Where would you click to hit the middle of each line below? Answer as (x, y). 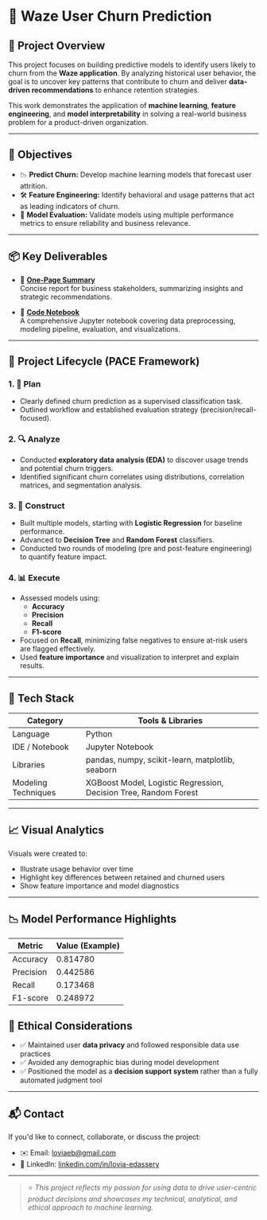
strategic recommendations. (66, 297)
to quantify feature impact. (63, 557)
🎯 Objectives (41, 155)
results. (32, 666)
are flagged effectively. (58, 649)
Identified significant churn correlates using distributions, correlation (132, 476)
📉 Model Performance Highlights (93, 919)
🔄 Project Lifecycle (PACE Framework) (104, 361)
